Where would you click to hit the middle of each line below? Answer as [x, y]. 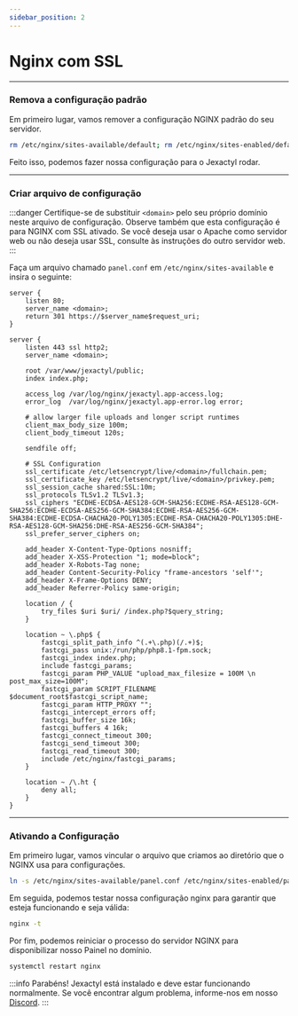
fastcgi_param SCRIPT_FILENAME [99, 689]
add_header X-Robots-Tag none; [83, 565]
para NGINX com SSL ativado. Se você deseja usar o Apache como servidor [149, 232]
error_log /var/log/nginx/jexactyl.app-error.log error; [134, 402]
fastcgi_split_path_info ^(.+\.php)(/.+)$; [122, 643]
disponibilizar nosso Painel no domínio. [81, 950]
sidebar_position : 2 [47, 17]
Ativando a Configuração [64, 836]
